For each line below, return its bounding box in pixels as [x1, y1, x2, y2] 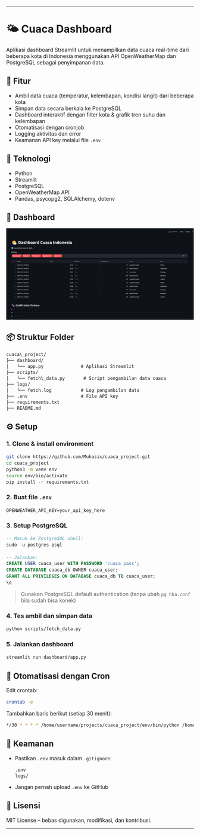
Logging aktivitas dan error [14, 130, 82, 137]
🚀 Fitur [6, 76, 32, 87]
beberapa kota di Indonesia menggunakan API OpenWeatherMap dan [6, 52, 177, 60]
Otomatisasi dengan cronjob [14, 124, 85, 131]
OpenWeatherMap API [14, 189, 70, 196]
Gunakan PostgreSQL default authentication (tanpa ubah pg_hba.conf [20, 590, 190, 597]
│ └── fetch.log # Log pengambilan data [6, 388, 140, 394]
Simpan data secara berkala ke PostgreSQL [14, 105, 122, 112]
